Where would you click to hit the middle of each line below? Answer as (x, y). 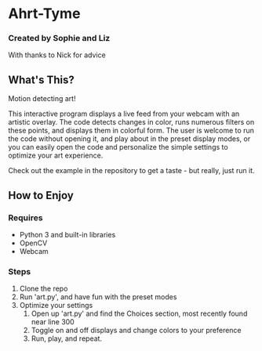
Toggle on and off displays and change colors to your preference (136, 331)
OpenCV (33, 243)
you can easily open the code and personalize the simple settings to (118, 147)
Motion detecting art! (42, 99)
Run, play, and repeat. (67, 338)
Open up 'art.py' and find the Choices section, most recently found (139, 313)
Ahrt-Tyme (44, 14)
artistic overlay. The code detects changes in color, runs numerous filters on (131, 122)
